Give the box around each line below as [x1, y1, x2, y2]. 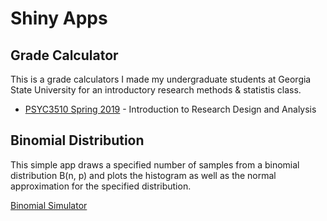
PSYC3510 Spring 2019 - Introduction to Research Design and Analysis [24, 103, 317, 115]
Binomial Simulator [10, 199, 88, 211]
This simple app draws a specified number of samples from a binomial [10, 158, 300, 171]
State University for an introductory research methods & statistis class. [10, 84, 302, 96]
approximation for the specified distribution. [10, 180, 192, 192]
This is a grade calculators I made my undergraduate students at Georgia [10, 73, 312, 85]
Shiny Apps [10, 7, 108, 30]
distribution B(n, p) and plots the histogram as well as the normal [10, 169, 277, 181]
